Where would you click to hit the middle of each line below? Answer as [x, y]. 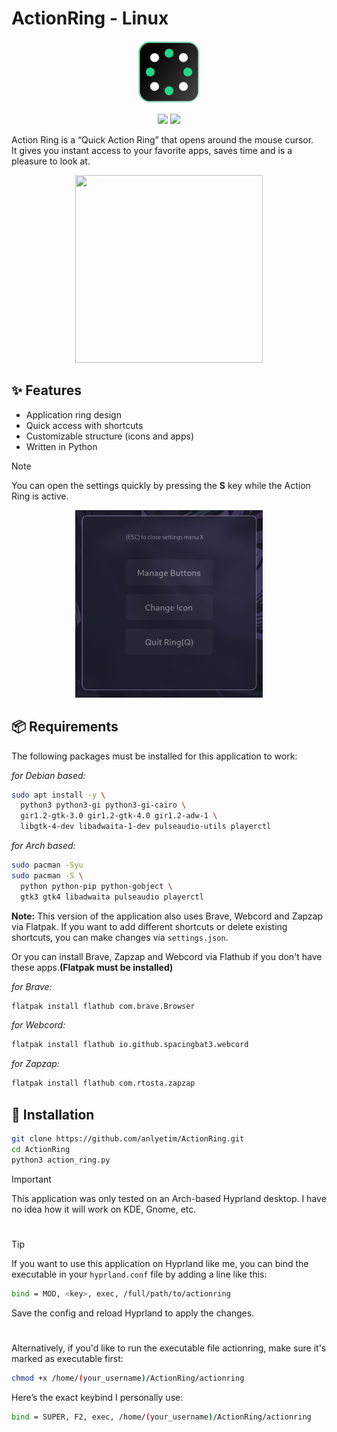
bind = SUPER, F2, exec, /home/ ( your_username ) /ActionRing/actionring [161, 1417]
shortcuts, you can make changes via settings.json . [120, 937]
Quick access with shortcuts [84, 425]
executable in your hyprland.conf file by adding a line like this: [139, 1274]
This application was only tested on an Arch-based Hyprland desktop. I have [169, 1198]
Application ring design [73, 414]
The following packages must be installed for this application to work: [154, 756]
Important [31, 1179]
